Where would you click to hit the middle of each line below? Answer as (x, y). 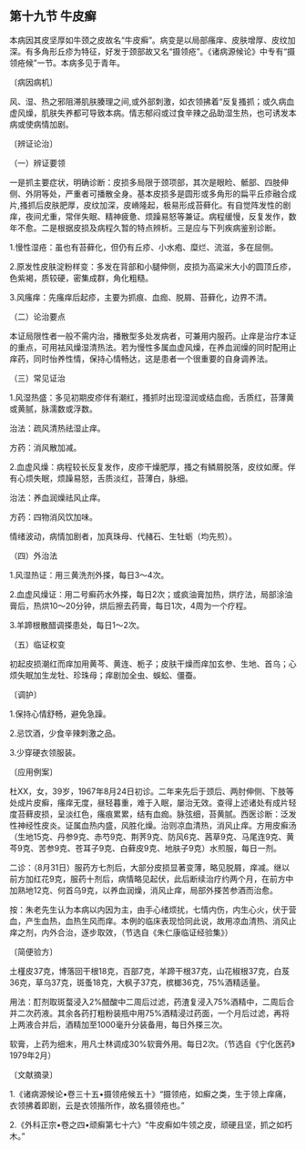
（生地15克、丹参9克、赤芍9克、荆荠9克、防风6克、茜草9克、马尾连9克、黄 (152, 837)
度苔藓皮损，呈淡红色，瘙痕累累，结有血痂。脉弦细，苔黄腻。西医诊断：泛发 (153, 814)
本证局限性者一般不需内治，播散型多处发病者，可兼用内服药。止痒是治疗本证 (153, 336)
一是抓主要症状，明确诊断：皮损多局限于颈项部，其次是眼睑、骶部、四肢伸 (149, 182)
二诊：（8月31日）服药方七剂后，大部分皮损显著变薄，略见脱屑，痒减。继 (146, 867)
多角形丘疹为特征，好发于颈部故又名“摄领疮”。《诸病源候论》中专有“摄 (164, 51)
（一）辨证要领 (37, 163)
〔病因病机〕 (33, 82)
